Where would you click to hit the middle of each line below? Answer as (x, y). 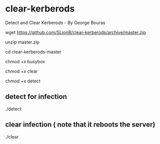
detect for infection (36, 97)
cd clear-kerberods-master (33, 52)
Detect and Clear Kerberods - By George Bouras (55, 23)
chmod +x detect (23, 81)
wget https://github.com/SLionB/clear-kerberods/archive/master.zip (76, 32)
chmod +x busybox (25, 61)
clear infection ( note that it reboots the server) (80, 125)
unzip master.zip (22, 42)
